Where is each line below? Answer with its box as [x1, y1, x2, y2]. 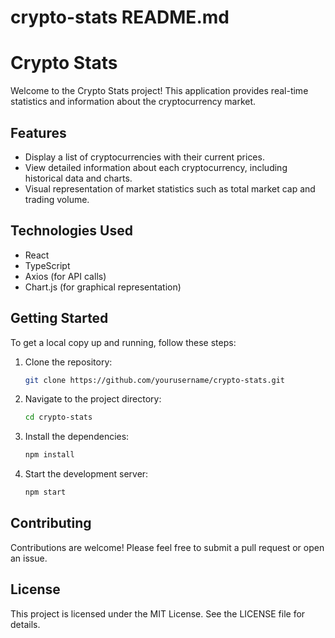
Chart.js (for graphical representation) [24, 281, 182, 293]
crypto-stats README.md [10, 6, 230, 29]
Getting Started [10, 310, 109, 327]
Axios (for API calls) [24, 270, 107, 282]
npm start [24, 487, 67, 498]
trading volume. [24, 193, 90, 205]
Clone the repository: [24, 356, 113, 368]
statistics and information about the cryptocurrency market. [10, 96, 257, 108]
